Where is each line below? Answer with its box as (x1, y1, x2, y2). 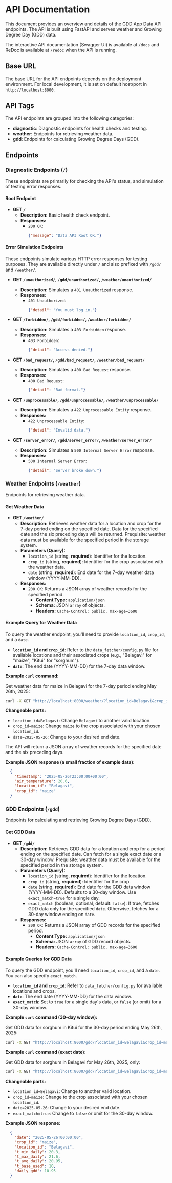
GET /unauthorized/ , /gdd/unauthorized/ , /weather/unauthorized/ (12, 276, 152, 282)
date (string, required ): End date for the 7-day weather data (28, 569, 154, 576)
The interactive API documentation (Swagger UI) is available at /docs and (5, 41, 160, 47)
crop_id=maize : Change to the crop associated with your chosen (12, 1094, 148, 1100)
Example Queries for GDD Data (5, 956, 72, 962)
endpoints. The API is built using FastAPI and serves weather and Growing (5, 26, 162, 32)
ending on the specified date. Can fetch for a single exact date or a (20, 851, 162, 857)
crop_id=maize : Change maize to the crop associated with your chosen (12, 723, 161, 729)
